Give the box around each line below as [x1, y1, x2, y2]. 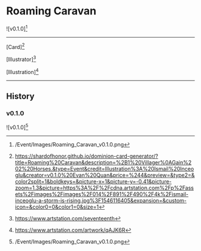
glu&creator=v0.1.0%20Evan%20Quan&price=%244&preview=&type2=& [14, 172, 195, 179]
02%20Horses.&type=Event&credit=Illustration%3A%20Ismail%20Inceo [14, 165, 194, 172]
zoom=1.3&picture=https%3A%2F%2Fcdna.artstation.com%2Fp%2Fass [14, 184, 194, 191]
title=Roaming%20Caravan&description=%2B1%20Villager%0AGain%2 [14, 158, 192, 166]
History [6, 91, 35, 101]
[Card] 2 [6, 42, 25, 50]
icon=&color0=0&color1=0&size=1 [14, 203, 99, 210]
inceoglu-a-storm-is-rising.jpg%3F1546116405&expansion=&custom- [14, 197, 187, 204]
